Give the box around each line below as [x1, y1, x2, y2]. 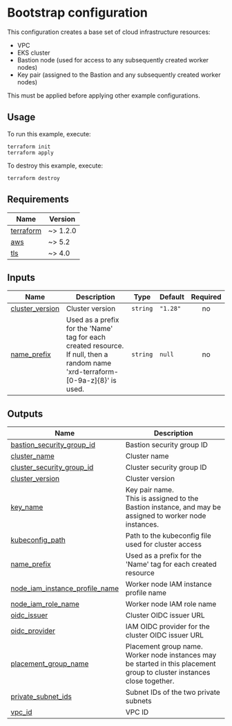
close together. [125, 676, 175, 686]
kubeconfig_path [10, 535, 66, 545]
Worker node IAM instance [125, 579, 212, 589]
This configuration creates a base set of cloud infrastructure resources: [7, 28, 211, 36]
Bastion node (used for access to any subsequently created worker [17, 55, 209, 64]
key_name [10, 502, 43, 512]
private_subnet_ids [10, 692, 72, 702]
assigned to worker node [125, 511, 206, 520]
